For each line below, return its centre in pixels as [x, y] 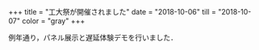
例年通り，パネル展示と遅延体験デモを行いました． [93, 37]
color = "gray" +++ [53, 21]
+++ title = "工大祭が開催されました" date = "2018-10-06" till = [112, 12]
